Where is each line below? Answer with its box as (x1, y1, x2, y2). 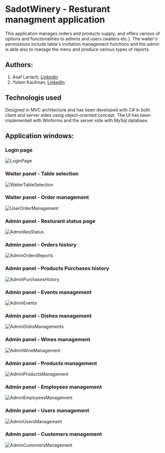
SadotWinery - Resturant (5, 3, 110, 15)
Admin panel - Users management (5, 407, 89, 414)
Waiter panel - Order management (5, 194, 89, 201)
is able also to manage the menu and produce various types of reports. (5, 46, 150, 52)
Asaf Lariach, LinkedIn (12, 74, 58, 80)
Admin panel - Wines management (5, 336, 91, 343)
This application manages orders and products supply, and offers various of (5, 30, 160, 36)
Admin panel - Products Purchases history (5, 265, 110, 272)
